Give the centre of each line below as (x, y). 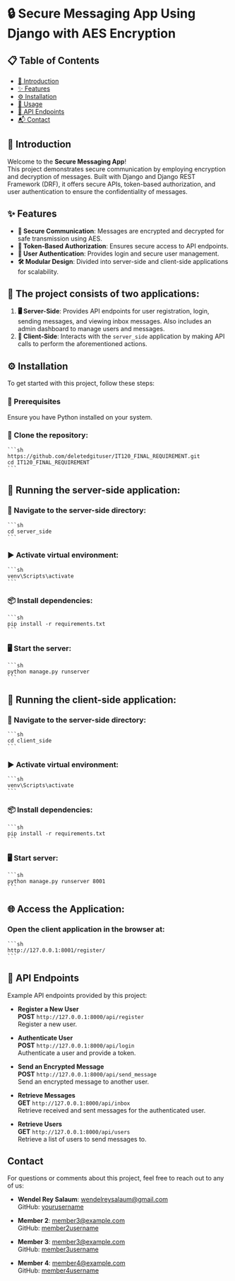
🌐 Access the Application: (66, 909)
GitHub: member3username (58, 1249)
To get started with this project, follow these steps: (81, 384)
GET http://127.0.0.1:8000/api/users (74, 1131)
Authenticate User (45, 1038)
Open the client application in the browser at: (86, 929)
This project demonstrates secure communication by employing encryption (116, 169)
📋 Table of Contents (54, 61)
